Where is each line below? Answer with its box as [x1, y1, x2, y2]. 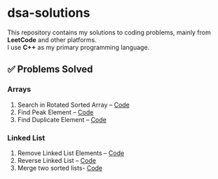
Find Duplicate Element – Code [17, 115, 107, 124]
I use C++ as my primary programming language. [7, 43, 150, 51]
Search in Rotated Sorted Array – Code [17, 100, 130, 109]
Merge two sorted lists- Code [17, 164, 103, 172]
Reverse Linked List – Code [17, 156, 97, 164]
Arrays [7, 84, 32, 94]
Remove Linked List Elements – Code [17, 149, 125, 157]
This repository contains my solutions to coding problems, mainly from [7, 28, 212, 37]
